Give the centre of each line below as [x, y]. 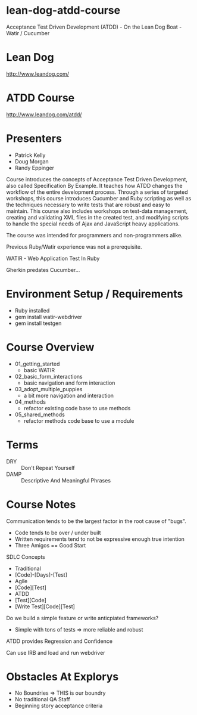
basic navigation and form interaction [69, 383]
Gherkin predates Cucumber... [43, 270]
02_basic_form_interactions [49, 376]
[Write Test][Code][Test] [45, 606]
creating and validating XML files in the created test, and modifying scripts [98, 217]
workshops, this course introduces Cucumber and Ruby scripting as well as [99, 198]
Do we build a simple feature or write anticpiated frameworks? [82, 618]
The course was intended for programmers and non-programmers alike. [94, 235]
